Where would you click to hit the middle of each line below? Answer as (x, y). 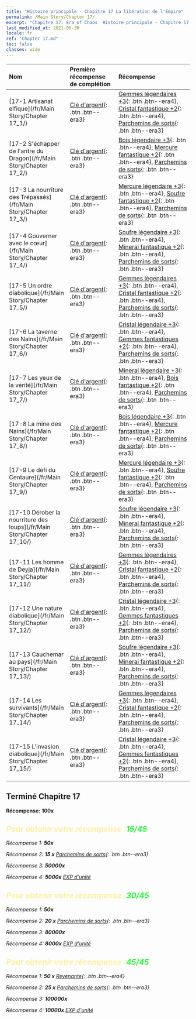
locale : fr (19, 33)
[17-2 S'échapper (34, 143)
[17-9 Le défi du (32, 470)
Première (83, 69)
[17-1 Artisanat (31, 101)
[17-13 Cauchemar (36, 654)
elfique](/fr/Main (32, 108)
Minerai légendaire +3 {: (150, 370)
